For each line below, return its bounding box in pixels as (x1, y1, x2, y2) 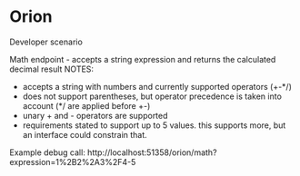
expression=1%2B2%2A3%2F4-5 (9, 156, 136, 167)
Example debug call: (9, 147, 86, 158)
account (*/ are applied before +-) (22, 100, 151, 111)
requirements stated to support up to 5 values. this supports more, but (22, 120, 286, 131)
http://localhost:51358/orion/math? (87, 147, 217, 158)
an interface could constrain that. (22, 129, 147, 140)
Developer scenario (9, 36, 84, 47)
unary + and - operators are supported (22, 110, 168, 121)
